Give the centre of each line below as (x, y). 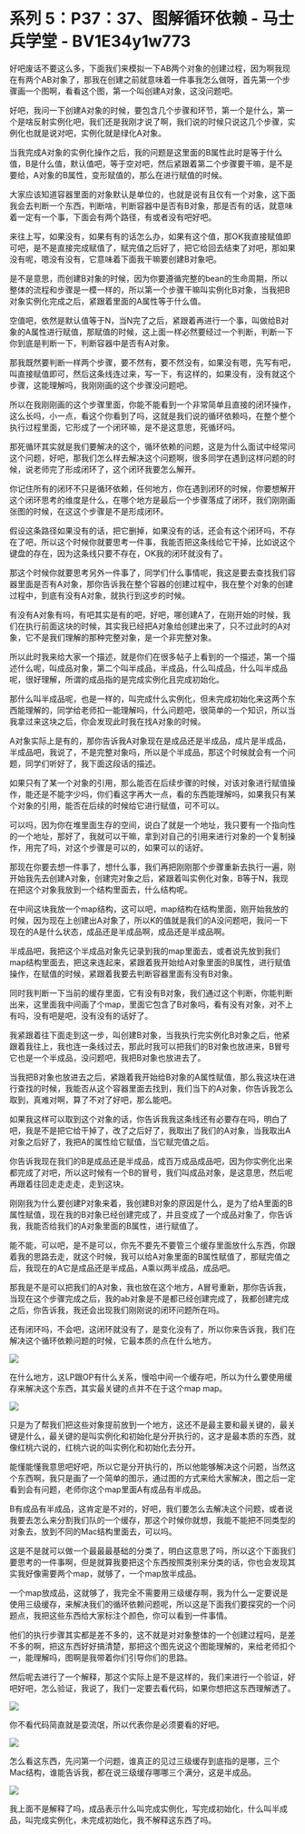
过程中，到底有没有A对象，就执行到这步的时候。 (100, 595)
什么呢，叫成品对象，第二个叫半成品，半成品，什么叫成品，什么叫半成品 (152, 668)
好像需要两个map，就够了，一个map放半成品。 (113, 1573)
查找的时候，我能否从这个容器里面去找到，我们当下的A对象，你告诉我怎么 (155, 1088)
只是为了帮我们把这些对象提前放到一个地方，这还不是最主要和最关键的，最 (148, 1424)
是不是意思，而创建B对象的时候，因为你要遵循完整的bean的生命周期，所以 (149, 278)
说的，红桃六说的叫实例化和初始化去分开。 (120, 1447)
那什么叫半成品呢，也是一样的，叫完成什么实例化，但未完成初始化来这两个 (148, 698)
